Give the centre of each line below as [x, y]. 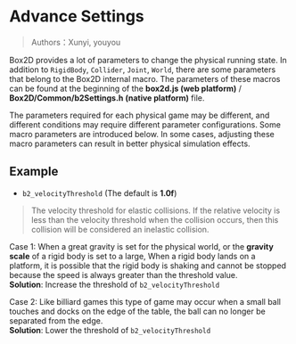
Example [34, 172]
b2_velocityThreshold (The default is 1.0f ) [99, 192]
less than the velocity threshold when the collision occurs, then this [155, 219]
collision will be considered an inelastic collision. [120, 229]
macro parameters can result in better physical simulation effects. [130, 143]
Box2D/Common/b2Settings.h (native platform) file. [107, 98]
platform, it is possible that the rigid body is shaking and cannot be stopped [148, 266]
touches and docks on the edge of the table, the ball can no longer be [137, 311]
